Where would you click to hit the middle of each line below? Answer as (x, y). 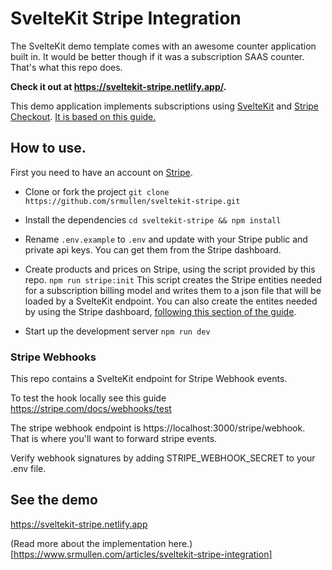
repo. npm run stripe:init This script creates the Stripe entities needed (173, 279)
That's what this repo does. (66, 67)
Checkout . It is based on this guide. (83, 116)
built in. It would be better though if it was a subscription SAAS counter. (157, 56)
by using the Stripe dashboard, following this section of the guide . (160, 311)
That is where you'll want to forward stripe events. (114, 439)
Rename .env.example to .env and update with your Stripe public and (166, 239)
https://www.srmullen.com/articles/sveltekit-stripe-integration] (143, 554)
